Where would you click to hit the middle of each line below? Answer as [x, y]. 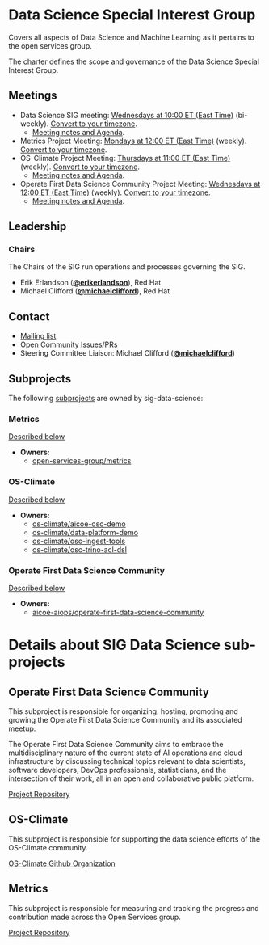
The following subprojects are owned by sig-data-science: [106, 399]
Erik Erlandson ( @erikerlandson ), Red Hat [90, 283]
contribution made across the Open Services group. [95, 917]
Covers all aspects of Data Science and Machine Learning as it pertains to [131, 37]
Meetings [33, 96]
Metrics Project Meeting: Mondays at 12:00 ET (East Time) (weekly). [133, 141]
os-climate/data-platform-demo [85, 532]
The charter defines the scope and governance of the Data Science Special [134, 61]
